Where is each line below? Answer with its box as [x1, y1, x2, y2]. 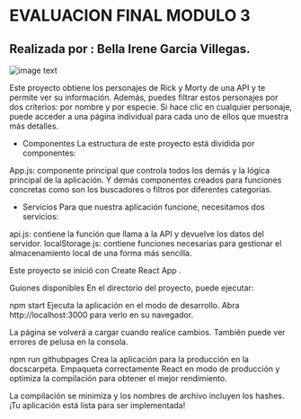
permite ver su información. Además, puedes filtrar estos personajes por [9, 92, 279, 103]
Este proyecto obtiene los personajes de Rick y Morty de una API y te [9, 83, 266, 93]
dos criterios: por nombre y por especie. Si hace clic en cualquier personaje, [9, 102, 293, 112]
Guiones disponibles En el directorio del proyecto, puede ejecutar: [9, 282, 254, 293]
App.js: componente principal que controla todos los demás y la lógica [9, 165, 270, 175]
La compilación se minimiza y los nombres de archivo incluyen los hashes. [9, 390, 285, 401]
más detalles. [9, 120, 59, 131]
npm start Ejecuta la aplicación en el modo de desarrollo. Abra [9, 300, 240, 310]
